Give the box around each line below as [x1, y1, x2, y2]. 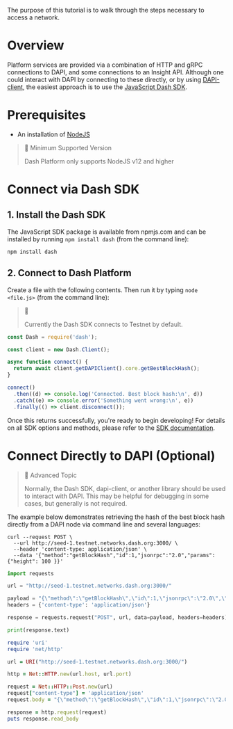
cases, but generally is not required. [24, 499, 128, 507]
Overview [7, 38, 64, 54]
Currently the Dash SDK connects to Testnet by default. [24, 320, 183, 328]
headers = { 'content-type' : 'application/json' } [7, 602, 150, 609]
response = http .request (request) [7, 709, 107, 716]
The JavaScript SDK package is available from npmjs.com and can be [7, 227, 207, 236]
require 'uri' [7, 639, 49, 646]
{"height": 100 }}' [7, 558, 64, 565]
